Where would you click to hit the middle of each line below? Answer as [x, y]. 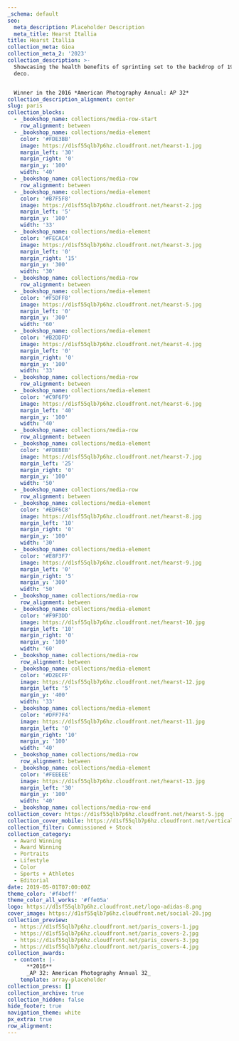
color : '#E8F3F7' [46, 556]
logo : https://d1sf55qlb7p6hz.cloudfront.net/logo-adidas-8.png [105, 907]
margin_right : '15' [49, 258]
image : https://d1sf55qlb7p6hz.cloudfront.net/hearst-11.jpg [112, 721]
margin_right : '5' [47, 576]
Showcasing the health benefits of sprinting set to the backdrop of [119, 67]
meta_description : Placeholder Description [79, 27]
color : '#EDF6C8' [46, 510]
